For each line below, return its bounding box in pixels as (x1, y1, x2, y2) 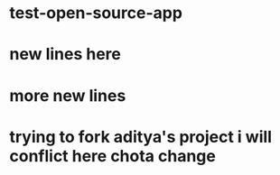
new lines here (9, 44, 122, 65)
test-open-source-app (9, 3, 183, 23)
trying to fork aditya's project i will (9, 126, 273, 147)
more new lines (9, 85, 126, 106)
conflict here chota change (9, 145, 217, 166)
